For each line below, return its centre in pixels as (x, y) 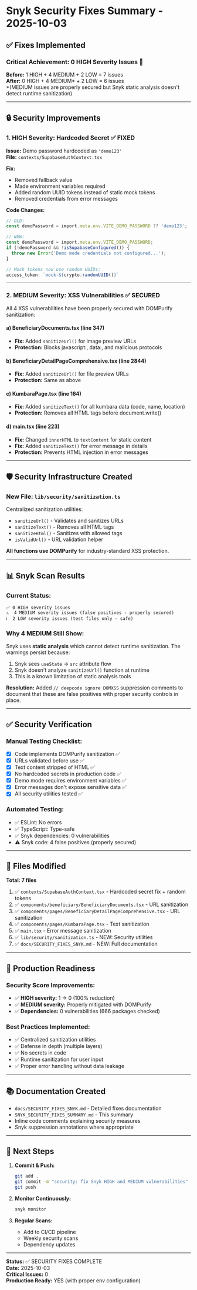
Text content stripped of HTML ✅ (55, 767)
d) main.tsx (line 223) (33, 426)
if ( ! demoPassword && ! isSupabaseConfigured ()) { (68, 248)
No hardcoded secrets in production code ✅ (68, 774)
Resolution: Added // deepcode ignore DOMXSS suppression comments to (95, 688)
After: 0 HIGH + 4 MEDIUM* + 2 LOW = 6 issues (65, 81)
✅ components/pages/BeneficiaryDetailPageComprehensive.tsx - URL (97, 911)
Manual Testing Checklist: (44, 741)
